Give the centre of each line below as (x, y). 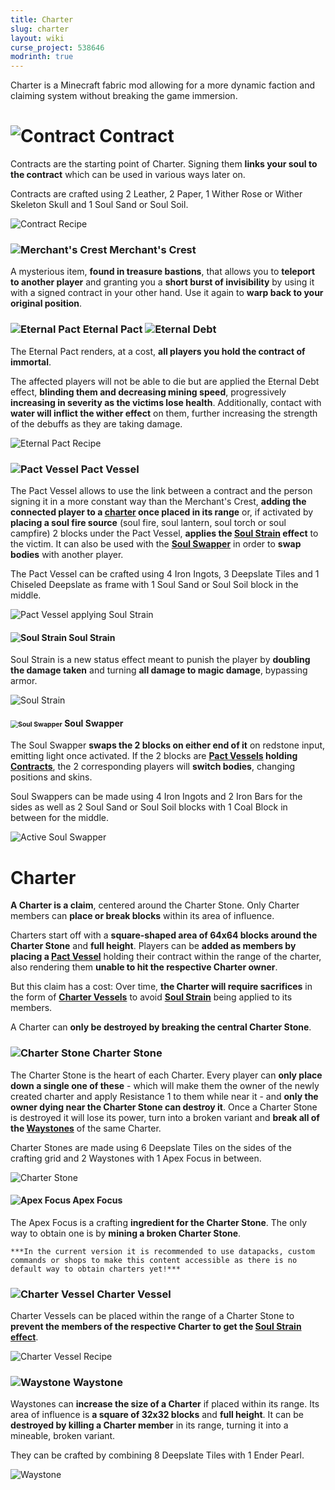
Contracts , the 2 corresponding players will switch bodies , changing (153, 767)
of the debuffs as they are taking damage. (96, 423)
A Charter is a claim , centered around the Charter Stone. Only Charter (155, 905)
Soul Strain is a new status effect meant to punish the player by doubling (160, 660)
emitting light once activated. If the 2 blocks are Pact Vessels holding (154, 756)
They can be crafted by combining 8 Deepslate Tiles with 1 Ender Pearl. (157, 1455)
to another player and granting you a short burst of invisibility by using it (162, 282)
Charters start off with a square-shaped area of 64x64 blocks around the (164, 935)
